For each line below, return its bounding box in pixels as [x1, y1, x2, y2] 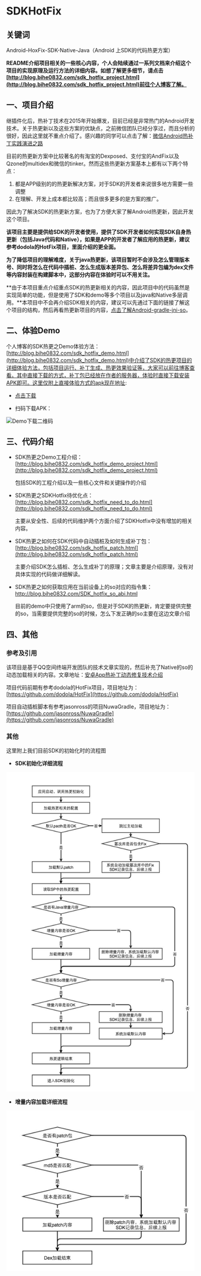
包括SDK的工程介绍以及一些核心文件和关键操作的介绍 [14, 479, 147, 486]
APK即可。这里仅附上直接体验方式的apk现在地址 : [6, 379, 127, 386]
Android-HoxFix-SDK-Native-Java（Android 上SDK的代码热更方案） [6, 47, 173, 53]
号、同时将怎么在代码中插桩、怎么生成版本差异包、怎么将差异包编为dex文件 [6, 263, 194, 271]
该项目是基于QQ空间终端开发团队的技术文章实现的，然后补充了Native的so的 [6, 664, 193, 671]
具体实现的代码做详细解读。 [14, 570, 84, 578]
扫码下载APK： [14, 404, 52, 412]
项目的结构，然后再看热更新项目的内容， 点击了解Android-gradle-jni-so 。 [11, 306, 191, 313]
